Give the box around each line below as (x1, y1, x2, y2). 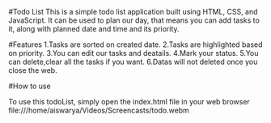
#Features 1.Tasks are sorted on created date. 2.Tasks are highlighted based (8, 40, 263, 49)
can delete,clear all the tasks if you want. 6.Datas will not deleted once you (8, 57, 258, 66)
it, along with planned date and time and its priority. (8, 24, 180, 33)
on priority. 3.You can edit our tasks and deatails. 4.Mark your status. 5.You (8, 49, 259, 57)
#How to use (8, 81, 51, 91)
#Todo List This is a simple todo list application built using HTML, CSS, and (8, 7, 258, 16)
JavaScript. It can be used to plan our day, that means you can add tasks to (8, 15, 260, 25)
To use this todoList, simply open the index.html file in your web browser (8, 97, 251, 106)
